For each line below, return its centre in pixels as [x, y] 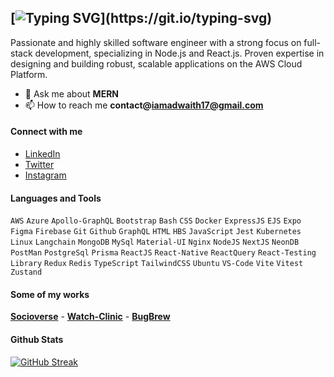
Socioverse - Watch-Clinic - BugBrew [90, 317]
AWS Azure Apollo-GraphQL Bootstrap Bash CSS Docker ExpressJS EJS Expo [156, 221]
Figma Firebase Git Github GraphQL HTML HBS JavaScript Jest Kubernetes [156, 232]
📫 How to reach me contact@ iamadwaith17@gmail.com [144, 105]
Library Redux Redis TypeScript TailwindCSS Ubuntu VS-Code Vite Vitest [157, 264]
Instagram [45, 175]
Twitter [39, 165]
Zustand [26, 272]
